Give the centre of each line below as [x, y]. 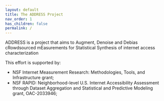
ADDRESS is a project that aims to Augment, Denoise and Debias [72, 42]
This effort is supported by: [33, 63]
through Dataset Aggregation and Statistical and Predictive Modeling [82, 88]
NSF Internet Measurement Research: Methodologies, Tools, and [79, 72]
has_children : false [27, 24]
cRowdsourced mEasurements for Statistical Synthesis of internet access [80, 48]
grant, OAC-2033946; [35, 94]
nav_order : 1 [19, 19]
